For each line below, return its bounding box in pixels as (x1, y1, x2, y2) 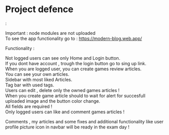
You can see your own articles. (5, 71, 70, 77)
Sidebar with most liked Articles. (5, 76, 73, 82)
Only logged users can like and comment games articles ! (5, 109, 125, 115)
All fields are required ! (5, 103, 52, 109)
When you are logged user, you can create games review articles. (5, 66, 142, 72)
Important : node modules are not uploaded (5, 30, 96, 36)
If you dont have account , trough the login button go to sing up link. (5, 60, 147, 66)
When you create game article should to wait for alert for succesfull (5, 93, 145, 99)
